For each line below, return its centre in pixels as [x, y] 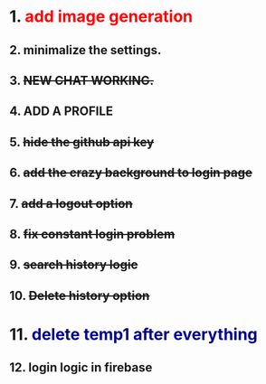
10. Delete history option [80, 295]
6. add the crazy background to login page [131, 173]
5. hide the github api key [82, 142]
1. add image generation [101, 17]
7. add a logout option [71, 204]
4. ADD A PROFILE [61, 112]
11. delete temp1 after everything [133, 334]
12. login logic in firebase [81, 368]
